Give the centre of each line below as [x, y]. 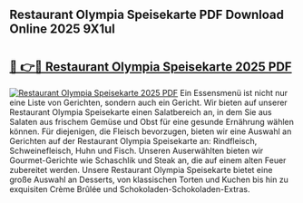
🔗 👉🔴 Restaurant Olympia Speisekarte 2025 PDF [151, 67]
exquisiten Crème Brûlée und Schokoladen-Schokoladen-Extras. [130, 189]
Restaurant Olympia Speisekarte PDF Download [147, 15]
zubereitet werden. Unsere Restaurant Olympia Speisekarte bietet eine [141, 170]
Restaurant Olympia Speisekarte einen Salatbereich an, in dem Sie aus [141, 112]
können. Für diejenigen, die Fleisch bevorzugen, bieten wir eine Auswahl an [151, 131]
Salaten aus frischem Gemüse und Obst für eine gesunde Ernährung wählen [152, 122]
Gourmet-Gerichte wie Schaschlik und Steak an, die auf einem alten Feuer [148, 160]
